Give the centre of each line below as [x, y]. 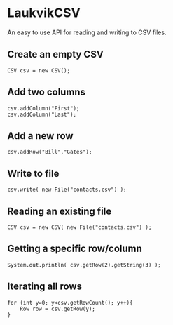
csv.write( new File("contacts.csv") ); [67, 190]
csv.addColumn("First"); [43, 108]
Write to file [33, 173]
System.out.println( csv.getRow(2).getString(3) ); [84, 265]
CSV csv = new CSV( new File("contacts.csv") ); [79, 227]
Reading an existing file [60, 211]
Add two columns [47, 92]
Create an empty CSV [55, 54]
